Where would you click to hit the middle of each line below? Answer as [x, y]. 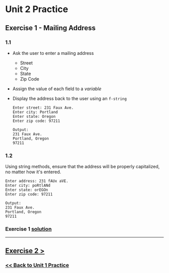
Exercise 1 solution [28, 229]
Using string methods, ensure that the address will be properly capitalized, [82, 167]
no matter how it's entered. [33, 172]
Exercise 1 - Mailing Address [51, 28]
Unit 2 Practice [37, 9]
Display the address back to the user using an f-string [70, 98]
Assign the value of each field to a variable [57, 89]
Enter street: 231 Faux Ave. [43, 108]
